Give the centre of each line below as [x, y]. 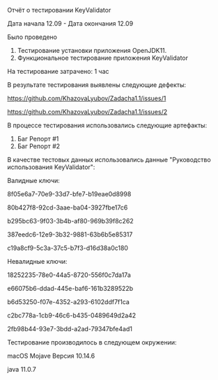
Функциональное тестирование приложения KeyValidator [102, 58]
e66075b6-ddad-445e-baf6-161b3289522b [70, 288]
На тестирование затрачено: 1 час [58, 71]
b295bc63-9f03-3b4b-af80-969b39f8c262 [70, 221]
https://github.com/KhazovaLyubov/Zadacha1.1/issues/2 [87, 112]
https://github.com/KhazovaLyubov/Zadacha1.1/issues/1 [87, 98]
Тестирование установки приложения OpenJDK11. [92, 50]
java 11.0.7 [22, 369]
